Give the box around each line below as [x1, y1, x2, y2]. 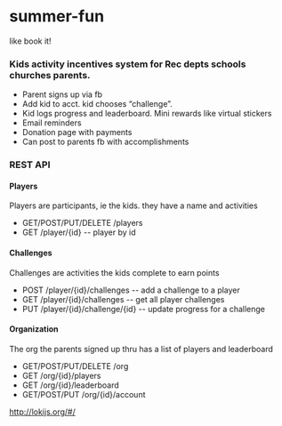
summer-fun [9, 6, 105, 27]
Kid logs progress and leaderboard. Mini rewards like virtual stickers [21, 109, 272, 119]
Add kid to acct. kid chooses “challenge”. [21, 99, 173, 109]
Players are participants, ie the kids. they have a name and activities [9, 200, 258, 211]
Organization [9, 324, 59, 334]
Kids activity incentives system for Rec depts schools [9, 58, 246, 70]
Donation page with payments [21, 127, 133, 138]
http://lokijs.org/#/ [9, 406, 76, 417]
